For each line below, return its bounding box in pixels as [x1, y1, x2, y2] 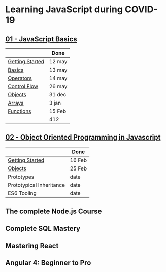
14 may [49, 75, 68, 82]
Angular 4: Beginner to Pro [5, 259, 91, 267]
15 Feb [49, 108, 67, 115]
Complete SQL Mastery [5, 224, 80, 233]
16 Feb [70, 156, 87, 163]
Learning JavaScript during [5, 4, 123, 15]
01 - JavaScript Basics [5, 35, 77, 43]
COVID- [124, 4, 158, 15]
